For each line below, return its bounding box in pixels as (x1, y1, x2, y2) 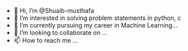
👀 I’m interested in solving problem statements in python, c (13, 14, 181, 22)
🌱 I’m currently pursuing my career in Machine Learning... (13, 21, 178, 29)
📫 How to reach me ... (13, 37, 78, 44)
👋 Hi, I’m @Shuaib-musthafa (13, 7, 95, 14)
